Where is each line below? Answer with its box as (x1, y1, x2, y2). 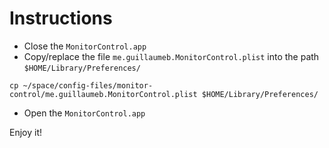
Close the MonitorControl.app (23, 40, 147, 52)
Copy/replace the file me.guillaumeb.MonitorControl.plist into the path (23, 50, 320, 62)
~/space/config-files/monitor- (22, 80, 154, 91)
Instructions (9, 7, 113, 30)
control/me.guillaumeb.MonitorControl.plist (9, 89, 198, 99)
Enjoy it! (9, 126, 43, 138)
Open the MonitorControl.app (23, 107, 146, 119)
